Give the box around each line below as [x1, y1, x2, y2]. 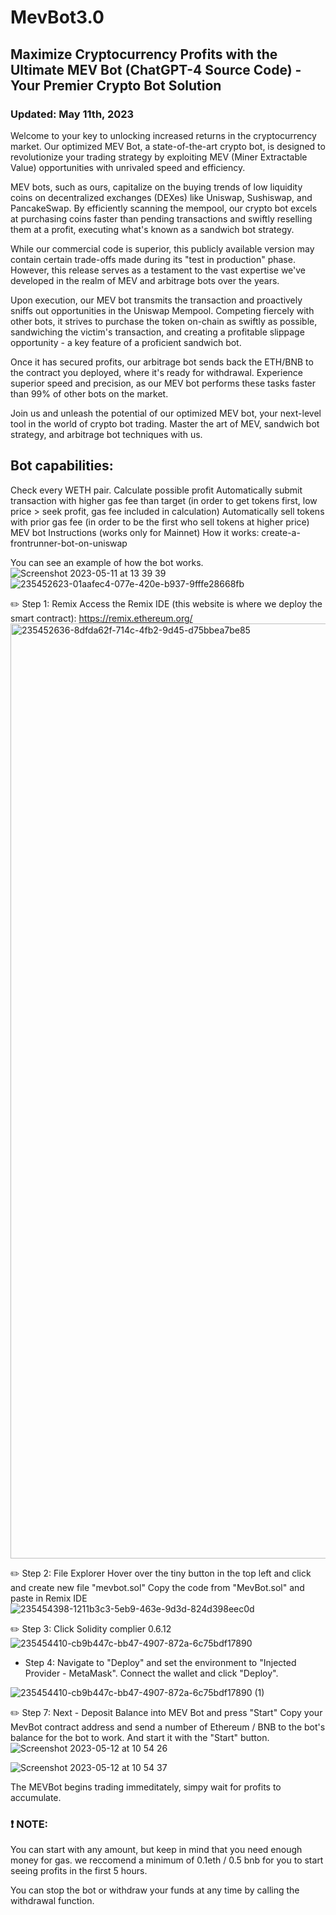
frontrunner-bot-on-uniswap [10, 537, 128, 549]
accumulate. [10, 1791, 62, 1803]
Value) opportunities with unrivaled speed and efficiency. [10, 161, 246, 173]
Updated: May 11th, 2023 [10, 107, 135, 121]
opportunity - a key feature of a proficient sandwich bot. [10, 336, 242, 348]
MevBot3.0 [10, 6, 105, 29]
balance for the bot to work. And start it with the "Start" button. [10, 1731, 270, 1743]
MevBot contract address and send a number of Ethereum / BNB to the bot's [10, 1721, 326, 1733]
